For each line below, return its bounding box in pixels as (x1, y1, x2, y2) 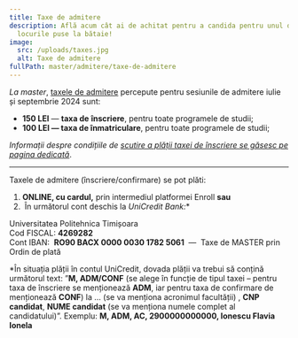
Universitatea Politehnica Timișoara (9, 218, 139, 228)
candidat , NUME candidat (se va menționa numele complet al (9, 301, 236, 311)
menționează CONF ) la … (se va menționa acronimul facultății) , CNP (9, 291, 260, 302)
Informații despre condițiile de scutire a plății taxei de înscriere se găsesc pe (9, 139, 289, 150)
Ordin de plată (9, 246, 61, 257)
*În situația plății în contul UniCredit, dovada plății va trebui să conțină (9, 263, 264, 274)
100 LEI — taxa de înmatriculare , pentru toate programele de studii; (21, 122, 271, 133)
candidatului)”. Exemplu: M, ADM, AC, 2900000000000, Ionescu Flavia (9, 311, 276, 321)
